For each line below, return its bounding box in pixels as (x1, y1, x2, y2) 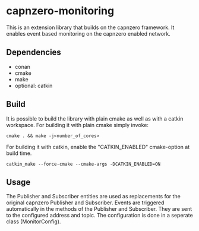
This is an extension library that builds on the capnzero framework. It (6, 24, 175, 31)
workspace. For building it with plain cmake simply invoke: (6, 121, 149, 128)
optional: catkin (14, 82, 53, 89)
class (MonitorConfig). (6, 218, 61, 225)
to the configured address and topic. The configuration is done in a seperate (6, 212, 193, 219)
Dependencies (6, 48, 61, 58)
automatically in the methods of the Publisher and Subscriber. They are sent (6, 205, 192, 213)
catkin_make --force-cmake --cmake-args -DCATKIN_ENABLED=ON (6, 161, 161, 167)
